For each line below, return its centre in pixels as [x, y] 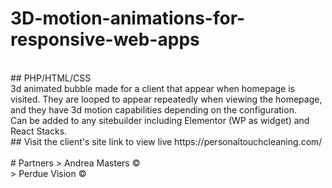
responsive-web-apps [105, 39]
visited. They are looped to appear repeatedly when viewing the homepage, [166, 99]
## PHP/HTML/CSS [51, 78]
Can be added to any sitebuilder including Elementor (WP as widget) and [160, 120]
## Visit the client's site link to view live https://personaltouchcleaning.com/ [166, 141]
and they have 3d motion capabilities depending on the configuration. [153, 109]
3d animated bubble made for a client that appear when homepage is [152, 88]
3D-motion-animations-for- [128, 18]
